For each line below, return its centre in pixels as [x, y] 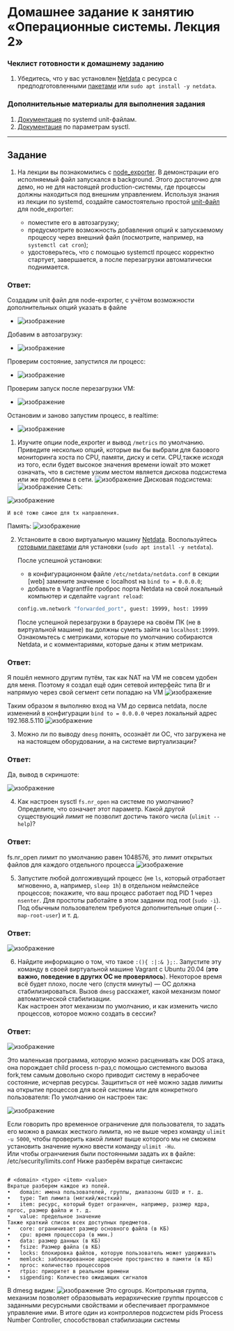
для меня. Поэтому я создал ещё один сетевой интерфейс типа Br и [109, 685]
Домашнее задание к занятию [101, 12]
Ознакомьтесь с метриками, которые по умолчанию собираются [115, 637]
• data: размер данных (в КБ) [54, 1241]
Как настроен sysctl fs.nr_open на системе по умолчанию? [105, 802]
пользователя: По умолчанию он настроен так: [78, 1097]
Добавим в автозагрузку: [45, 334]
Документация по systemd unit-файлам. [77, 119]
